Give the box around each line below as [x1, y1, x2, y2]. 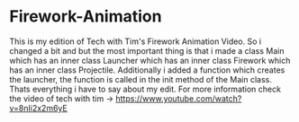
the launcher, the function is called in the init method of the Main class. [9, 74, 272, 84]
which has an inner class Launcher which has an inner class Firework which [9, 55, 291, 65]
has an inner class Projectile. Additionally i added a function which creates [9, 65, 285, 75]
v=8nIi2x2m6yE [9, 102, 68, 113]
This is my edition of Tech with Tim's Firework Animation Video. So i [9, 36, 262, 47]
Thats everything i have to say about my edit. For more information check [9, 83, 282, 94]
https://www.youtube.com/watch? [115, 92, 242, 104]
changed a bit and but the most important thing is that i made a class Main [9, 45, 285, 56]
